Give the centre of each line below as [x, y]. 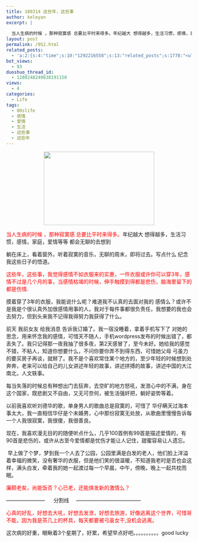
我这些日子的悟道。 [29, 261]
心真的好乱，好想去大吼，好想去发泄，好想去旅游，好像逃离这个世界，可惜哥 [99, 512]
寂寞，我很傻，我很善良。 [63, 420]
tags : [13, 105]
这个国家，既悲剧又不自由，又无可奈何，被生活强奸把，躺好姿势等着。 [91, 393]
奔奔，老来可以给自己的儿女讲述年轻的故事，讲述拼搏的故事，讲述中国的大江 [99, 366]
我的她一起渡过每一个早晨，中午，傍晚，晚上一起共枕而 [119, 468]
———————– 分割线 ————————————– [74, 500]
